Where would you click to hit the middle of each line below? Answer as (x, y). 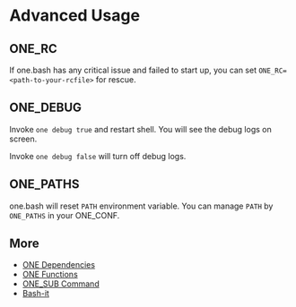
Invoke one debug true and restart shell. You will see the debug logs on (140, 129)
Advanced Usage (75, 16)
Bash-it (35, 294)
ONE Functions (50, 275)
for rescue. (116, 80)
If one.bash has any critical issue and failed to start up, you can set (133, 70)
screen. (23, 139)
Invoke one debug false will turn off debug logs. (98, 156)
